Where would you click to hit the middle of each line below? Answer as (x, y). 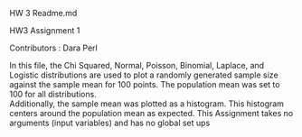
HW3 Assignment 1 (45, 30)
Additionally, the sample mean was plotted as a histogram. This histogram (147, 104)
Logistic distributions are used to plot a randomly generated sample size (144, 75)
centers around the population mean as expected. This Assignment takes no (151, 113)
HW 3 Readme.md (43, 13)
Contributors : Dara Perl (53, 48)
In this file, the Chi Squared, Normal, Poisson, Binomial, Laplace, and (137, 65)
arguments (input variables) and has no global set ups (110, 123)
